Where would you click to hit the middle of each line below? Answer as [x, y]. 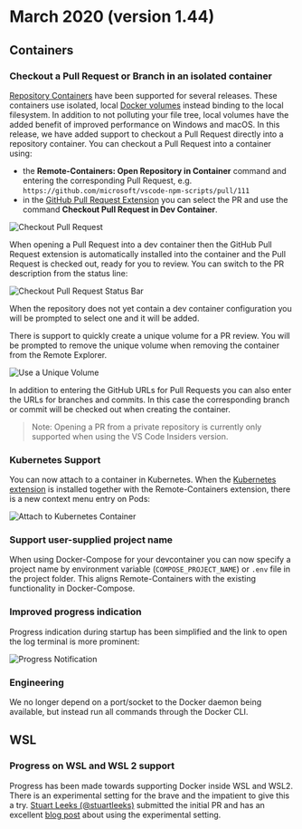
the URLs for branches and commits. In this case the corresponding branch [150, 400]
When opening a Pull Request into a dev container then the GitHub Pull [141, 244]
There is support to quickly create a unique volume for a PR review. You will [150, 335]
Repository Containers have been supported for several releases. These [143, 95]
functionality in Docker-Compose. [72, 588]
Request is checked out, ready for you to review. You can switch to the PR [147, 264]
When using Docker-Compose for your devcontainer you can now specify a [150, 560]
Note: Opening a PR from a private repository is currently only [146, 427]
